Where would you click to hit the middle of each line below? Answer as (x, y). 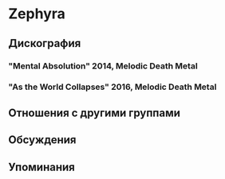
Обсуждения (42, 140)
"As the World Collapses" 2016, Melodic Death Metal (112, 87)
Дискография (45, 43)
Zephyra (37, 14)
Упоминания (42, 167)
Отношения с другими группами (95, 113)
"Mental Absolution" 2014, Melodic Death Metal (103, 66)
